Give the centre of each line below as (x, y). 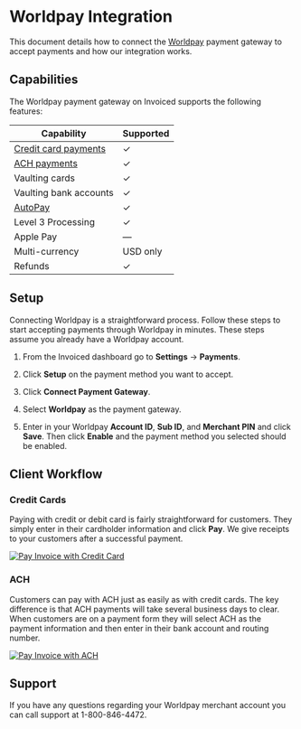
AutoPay (32, 207)
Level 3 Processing (54, 221)
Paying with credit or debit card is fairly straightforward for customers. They (151, 519)
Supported (146, 133)
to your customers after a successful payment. (96, 538)
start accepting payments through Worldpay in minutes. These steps (137, 329)
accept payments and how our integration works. (101, 51)
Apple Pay (36, 237)
